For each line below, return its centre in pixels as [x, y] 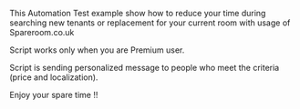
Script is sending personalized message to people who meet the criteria [145, 68]
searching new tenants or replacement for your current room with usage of [150, 23]
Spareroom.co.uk [42, 32]
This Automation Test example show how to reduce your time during [138, 13]
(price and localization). [54, 77]
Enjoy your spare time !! [54, 95]
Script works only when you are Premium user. [97, 50]
